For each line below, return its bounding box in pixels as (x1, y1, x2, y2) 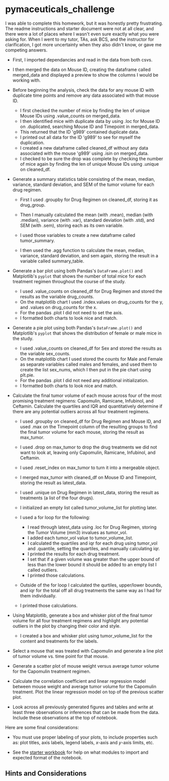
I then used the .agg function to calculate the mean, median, (20, 247, 145, 253)
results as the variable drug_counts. (20, 293, 95, 299)
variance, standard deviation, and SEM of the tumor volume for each (12, 181, 154, 187)
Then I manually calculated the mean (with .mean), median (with (20, 212, 153, 218)
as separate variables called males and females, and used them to (20, 361, 157, 367)
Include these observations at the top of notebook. (12, 714, 118, 721)
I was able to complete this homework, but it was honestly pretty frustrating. (5, 20, 163, 26)
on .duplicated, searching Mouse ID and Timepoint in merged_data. (20, 123, 159, 129)
